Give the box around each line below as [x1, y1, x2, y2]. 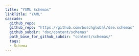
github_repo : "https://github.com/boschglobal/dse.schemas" [9, 25, 135, 30]
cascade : [5, 16, 23, 21]
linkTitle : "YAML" [5, 12, 43, 17]
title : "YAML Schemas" [5, 7, 51, 12]
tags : [9, 39, 21, 44]
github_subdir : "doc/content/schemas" [9, 30, 89, 35]
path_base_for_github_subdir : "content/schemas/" [9, 35, 113, 39]
